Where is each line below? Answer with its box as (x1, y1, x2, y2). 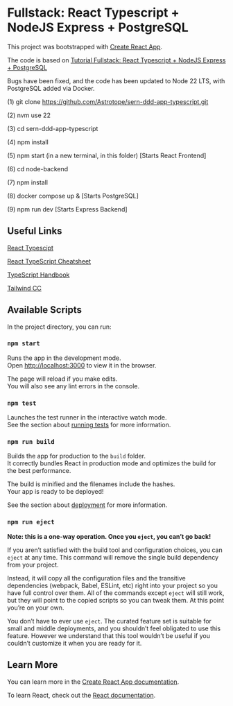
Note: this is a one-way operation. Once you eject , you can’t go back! (7, 532, 212, 540)
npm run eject (7, 518, 55, 526)
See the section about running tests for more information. (7, 421, 171, 429)
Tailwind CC (7, 284, 42, 292)
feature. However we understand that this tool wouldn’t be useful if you (7, 631, 210, 639)
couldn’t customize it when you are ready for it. (7, 639, 142, 647)
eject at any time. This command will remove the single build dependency (7, 553, 219, 561)
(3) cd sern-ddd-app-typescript (7, 124, 98, 132)
